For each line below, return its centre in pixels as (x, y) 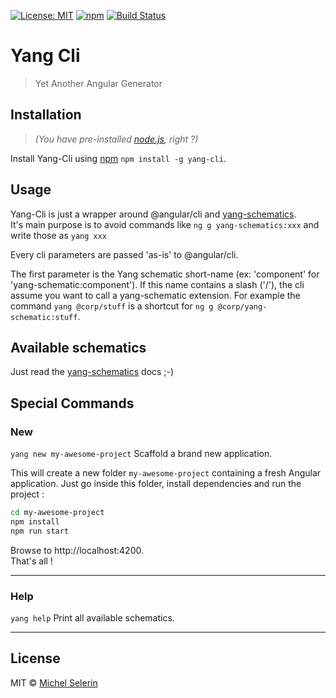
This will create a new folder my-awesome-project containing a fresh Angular (166, 473)
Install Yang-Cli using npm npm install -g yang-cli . (118, 158)
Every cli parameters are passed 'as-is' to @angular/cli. (124, 254)
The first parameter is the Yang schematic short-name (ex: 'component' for (165, 274)
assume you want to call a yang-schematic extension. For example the (155, 295)
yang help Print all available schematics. (92, 617)
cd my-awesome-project (57, 513)
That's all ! (31, 561)
